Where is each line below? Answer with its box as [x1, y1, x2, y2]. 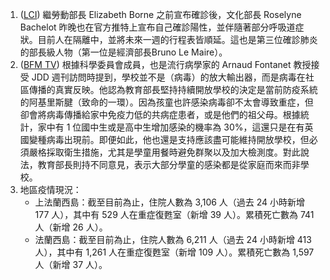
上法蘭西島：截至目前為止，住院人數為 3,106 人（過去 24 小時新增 [34, 196, 306, 208]
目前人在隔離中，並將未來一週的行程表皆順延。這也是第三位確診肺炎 [37, 34, 318, 45]
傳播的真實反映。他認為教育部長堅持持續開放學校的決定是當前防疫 [28, 84, 301, 95]
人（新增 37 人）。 [34, 259, 108, 270]
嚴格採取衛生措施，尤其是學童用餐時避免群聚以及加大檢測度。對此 [28, 146, 301, 158]
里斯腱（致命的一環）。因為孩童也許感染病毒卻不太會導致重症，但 [46, 96, 314, 108]
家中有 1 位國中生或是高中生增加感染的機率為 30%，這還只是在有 [37, 121, 305, 133]
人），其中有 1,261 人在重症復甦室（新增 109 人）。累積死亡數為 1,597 [34, 246, 315, 258]
